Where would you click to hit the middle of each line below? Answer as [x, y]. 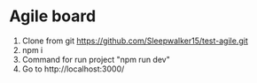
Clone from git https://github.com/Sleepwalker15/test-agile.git [135, 41]
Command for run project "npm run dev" [96, 59]
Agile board [53, 16]
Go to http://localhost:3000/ [73, 69]
